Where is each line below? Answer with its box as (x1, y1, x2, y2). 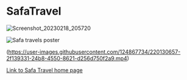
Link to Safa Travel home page (6, 66, 83, 74)
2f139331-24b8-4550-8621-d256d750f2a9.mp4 (6, 54, 128, 62)
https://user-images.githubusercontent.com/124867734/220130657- (8, 48, 181, 56)
